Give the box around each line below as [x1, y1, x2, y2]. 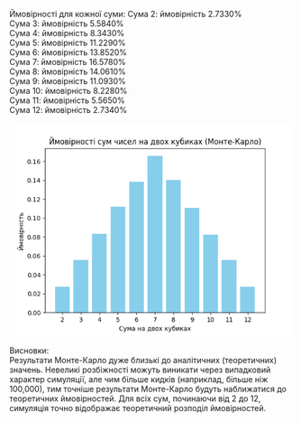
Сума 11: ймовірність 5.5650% [9, 95, 126, 106]
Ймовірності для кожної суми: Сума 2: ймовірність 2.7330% [9, 9, 242, 19]
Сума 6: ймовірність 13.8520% [9, 47, 128, 58]
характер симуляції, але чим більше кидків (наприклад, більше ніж [9, 374, 269, 384]
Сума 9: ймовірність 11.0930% [9, 76, 126, 86]
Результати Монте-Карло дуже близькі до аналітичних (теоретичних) [9, 355, 278, 365]
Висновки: [9, 345, 50, 356]
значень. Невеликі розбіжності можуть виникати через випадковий [9, 364, 271, 375]
